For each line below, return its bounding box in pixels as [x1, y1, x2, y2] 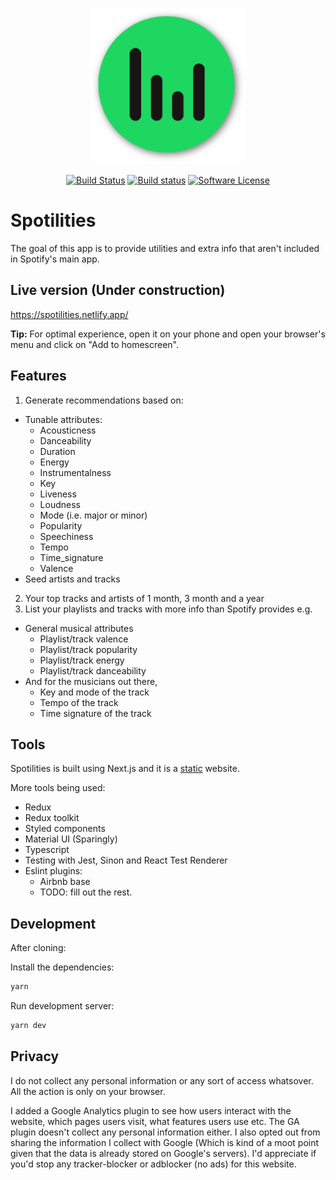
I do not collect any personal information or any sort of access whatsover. [10, 1074, 314, 1087]
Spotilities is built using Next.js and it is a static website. [10, 763, 240, 775]
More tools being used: [10, 782, 106, 794]
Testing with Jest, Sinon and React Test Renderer [24, 854, 228, 867]
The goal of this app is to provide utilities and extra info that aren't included [10, 242, 320, 254]
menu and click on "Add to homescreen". [10, 338, 180, 350]
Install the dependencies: [10, 961, 115, 973]
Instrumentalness [39, 466, 112, 478]
